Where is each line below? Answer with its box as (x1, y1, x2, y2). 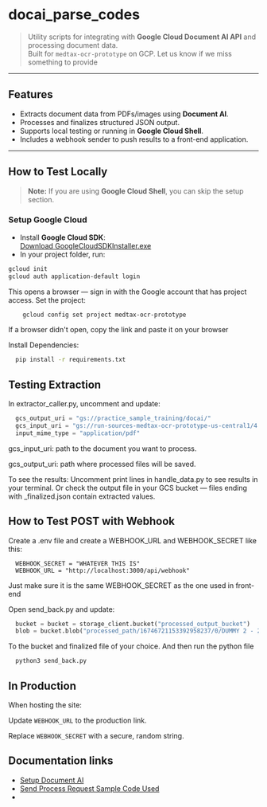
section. (27, 194, 55, 204)
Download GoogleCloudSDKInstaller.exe (19, 241, 152, 250)
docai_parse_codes (8, 6, 141, 24)
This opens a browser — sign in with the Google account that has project (8, 287, 247, 296)
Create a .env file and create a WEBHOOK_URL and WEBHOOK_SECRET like (8, 535, 257, 545)
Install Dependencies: (8, 340, 79, 350)
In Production (8, 679, 77, 692)
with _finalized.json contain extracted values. (8, 492, 156, 501)
